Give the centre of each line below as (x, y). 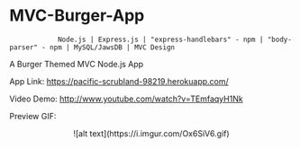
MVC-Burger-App (77, 16)
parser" (24, 47)
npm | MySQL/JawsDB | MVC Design (112, 47)
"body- (280, 39)
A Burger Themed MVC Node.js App (77, 64)
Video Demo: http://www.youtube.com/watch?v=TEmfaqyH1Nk (126, 99)
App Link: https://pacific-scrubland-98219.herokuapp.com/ (119, 81)
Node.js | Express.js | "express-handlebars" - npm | (160, 39)
